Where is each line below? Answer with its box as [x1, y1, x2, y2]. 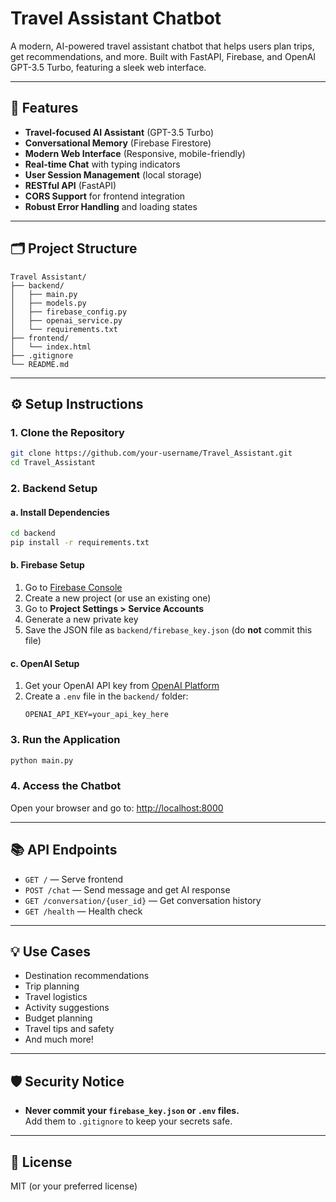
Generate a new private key [24, 613, 139, 626]
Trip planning [24, 980, 80, 992]
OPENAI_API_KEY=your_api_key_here [24, 710, 169, 720]
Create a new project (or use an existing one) [24, 592, 212, 604]
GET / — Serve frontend [24, 873, 124, 885]
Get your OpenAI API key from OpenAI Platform [24, 680, 220, 692]
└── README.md [10, 359, 70, 369]
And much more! [24, 1033, 94, 1046]
